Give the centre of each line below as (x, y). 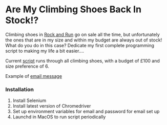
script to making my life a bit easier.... (45, 51)
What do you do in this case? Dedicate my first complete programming (80, 45)
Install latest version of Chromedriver (52, 106)
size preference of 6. (27, 66)
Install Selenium (29, 100)
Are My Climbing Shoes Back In (74, 9)
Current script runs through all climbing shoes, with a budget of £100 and (82, 60)
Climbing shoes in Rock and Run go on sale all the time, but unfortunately (82, 34)
